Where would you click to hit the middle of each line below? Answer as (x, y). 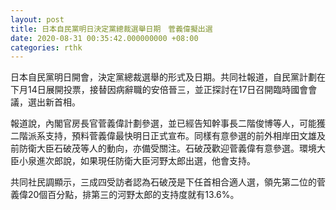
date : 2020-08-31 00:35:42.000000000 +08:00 (104, 38)
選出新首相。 (54, 102)
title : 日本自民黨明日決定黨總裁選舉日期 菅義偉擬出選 (111, 29)
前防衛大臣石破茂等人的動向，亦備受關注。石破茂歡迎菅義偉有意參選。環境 (163, 148)
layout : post (37, 19)
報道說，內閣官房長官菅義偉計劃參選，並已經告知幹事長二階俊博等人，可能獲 (168, 123)
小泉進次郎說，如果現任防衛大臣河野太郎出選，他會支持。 (137, 161)
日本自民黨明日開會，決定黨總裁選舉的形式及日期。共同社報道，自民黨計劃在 (168, 77)
